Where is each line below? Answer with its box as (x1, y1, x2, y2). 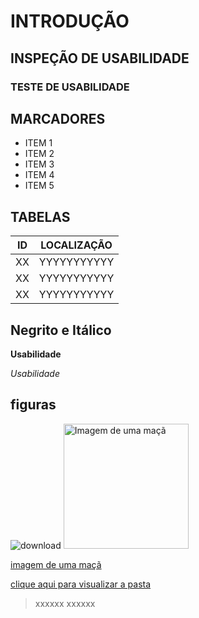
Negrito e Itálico (10, 321, 112, 339)
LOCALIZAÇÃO (40, 238, 113, 252)
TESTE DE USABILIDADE (10, 80, 130, 94)
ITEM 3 (24, 158, 55, 170)
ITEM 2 (24, 148, 55, 160)
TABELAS (10, 208, 71, 225)
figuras (10, 396, 57, 414)
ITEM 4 (24, 169, 55, 181)
